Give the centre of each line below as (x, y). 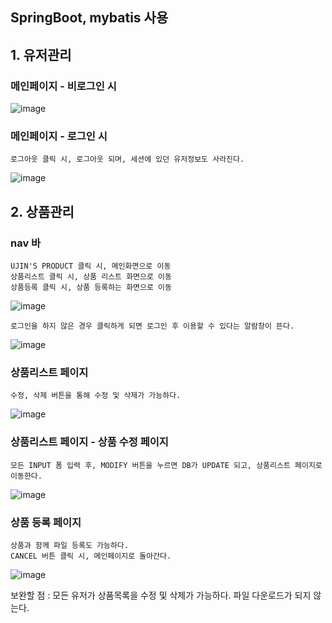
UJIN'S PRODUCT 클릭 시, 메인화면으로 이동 (91, 266)
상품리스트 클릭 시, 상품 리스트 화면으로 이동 (91, 277)
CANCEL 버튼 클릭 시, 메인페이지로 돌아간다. (91, 556)
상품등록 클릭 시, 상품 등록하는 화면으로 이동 (91, 288)
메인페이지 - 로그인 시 (59, 136)
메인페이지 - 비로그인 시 (63, 86)
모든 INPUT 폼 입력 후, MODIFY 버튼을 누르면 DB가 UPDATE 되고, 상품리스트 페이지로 (166, 465)
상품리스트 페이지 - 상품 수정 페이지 (89, 442)
